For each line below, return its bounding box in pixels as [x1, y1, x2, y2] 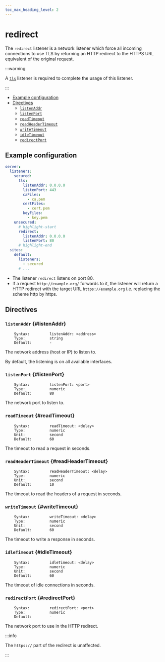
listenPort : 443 [23, 187, 56, 192]
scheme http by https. [12, 291, 57, 297]
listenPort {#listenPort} [5, 371, 64, 378]
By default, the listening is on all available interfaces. [5, 359, 112, 365]
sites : [9, 247, 23, 253]
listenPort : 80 [23, 238, 55, 243]
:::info [5, 633, 17, 639]
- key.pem [27, 215, 48, 220]
